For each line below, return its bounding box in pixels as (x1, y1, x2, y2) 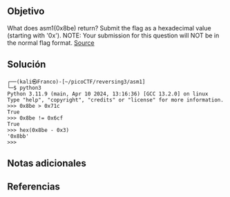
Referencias (7, 181, 61, 193)
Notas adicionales (7, 158, 86, 169)
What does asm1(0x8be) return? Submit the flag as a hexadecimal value (7, 24, 212, 32)
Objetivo (7, 6, 45, 17)
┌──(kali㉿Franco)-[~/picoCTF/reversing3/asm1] (7, 78, 146, 85)
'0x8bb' (7, 133, 30, 140)
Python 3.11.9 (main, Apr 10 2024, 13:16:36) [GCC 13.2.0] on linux (7, 90, 209, 97)
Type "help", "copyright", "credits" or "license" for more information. (7, 96, 224, 103)
